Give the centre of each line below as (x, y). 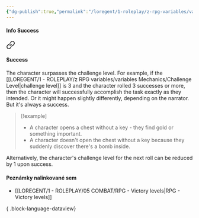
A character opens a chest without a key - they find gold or (101, 127)
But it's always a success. (38, 105)
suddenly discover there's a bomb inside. (80, 146)
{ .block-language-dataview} (41, 209)
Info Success (23, 31)
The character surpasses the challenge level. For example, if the (84, 73)
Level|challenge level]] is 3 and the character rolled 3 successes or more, (96, 86)
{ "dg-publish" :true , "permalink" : (47, 12)
